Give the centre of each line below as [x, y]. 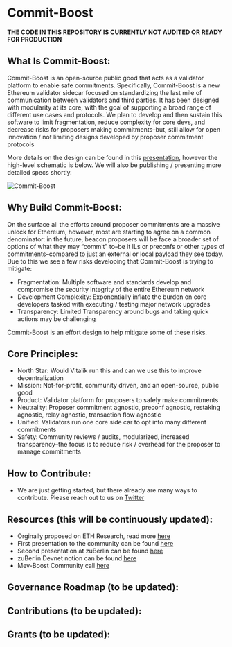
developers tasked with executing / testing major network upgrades [114, 304]
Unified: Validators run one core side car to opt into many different [111, 422]
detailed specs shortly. [40, 172]
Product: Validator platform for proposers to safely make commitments [118, 400]
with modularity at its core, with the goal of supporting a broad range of [109, 107]
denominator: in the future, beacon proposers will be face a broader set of [113, 239]
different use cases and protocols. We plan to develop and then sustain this [115, 114]
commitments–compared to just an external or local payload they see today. [115, 254]
